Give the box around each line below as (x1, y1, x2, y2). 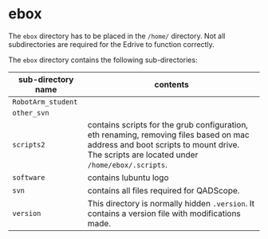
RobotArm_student (12, 97, 78, 106)
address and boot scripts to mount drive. (87, 139, 240, 150)
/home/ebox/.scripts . (87, 159, 167, 170)
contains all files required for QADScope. (87, 185, 240, 196)
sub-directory (18, 73, 74, 84)
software (12, 173, 45, 182)
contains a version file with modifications (87, 208, 241, 219)
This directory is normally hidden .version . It (87, 198, 255, 209)
